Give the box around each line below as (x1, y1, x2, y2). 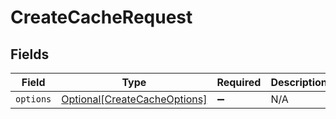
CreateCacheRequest (10, 6, 193, 29)
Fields (10, 46, 50, 63)
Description (270, 76, 328, 89)
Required (216, 76, 262, 89)
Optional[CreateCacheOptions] (61, 92, 208, 106)
